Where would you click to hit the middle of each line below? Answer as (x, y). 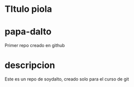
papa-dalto (28, 32)
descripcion (30, 65)
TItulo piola (29, 9)
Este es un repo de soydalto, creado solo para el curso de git (67, 79)
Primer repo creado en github (35, 45)
